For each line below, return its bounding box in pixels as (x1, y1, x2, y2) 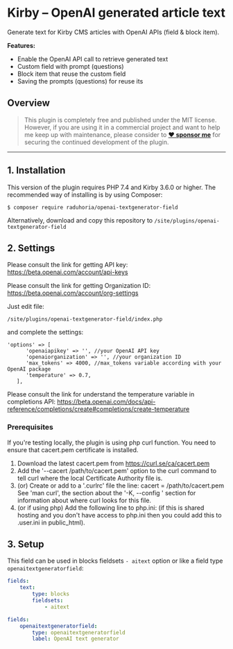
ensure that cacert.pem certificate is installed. (7, 445, 139, 454)
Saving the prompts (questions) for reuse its (17, 77, 144, 85)
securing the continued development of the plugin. (24, 138, 169, 146)
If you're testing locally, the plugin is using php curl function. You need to (7, 438, 216, 447)
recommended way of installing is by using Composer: (7, 190, 163, 199)
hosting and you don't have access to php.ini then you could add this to (17, 511, 222, 519)
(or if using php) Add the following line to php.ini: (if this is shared (17, 503, 205, 512)
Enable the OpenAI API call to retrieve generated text (17, 54, 169, 63)
